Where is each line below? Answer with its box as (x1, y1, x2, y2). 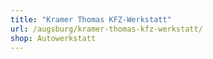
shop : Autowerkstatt (10, 33, 97, 43)
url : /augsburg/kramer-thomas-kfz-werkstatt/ (10, 24, 203, 34)
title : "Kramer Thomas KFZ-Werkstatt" (10, 14, 172, 25)
